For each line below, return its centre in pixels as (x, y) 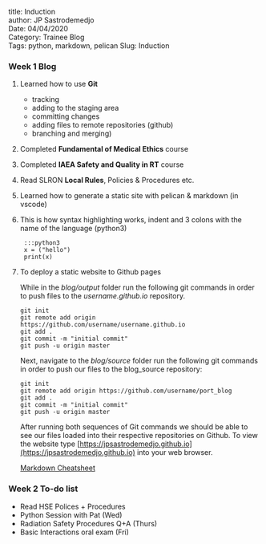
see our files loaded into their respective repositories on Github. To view (139, 436)
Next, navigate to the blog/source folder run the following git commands (139, 361)
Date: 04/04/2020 (38, 28)
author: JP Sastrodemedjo (51, 20)
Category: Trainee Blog (46, 37)
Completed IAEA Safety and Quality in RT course (102, 164)
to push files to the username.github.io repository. (103, 296)
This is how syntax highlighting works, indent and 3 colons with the (131, 220)
